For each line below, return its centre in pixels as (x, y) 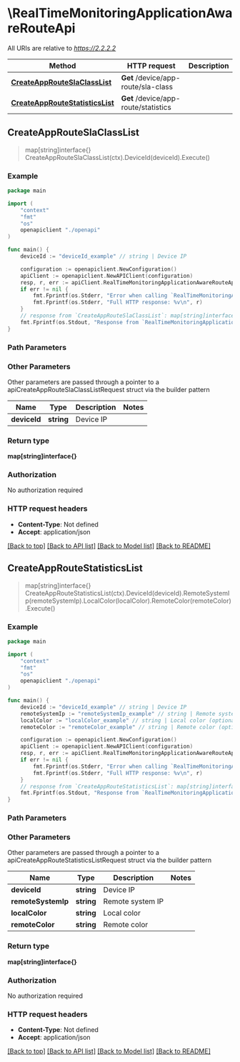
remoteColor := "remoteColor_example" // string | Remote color (118, 727)
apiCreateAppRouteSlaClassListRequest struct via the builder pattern (109, 389)
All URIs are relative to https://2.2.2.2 (62, 48)
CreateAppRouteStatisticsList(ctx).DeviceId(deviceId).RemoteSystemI (127, 593)
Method (62, 66)
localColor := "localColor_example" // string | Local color (113, 720)
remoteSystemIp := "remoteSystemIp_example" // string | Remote (118, 713)
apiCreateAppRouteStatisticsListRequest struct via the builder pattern (110, 860)
